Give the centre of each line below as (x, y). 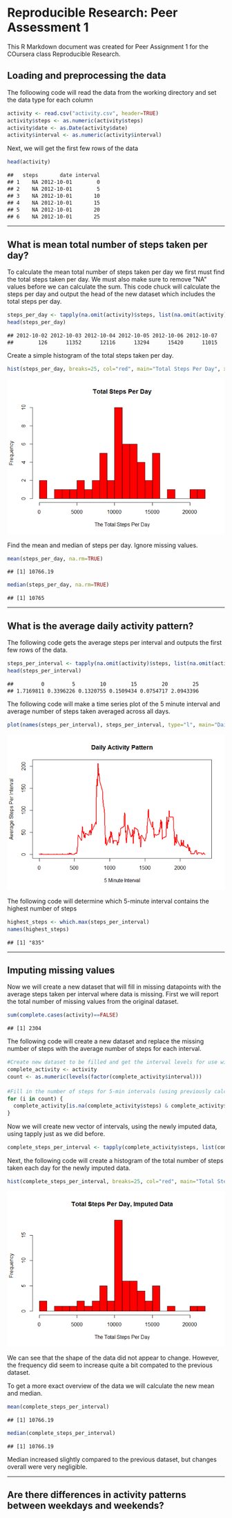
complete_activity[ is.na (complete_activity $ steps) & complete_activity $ (120, 1106)
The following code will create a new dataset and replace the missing (106, 1041)
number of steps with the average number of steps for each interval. (104, 1049)
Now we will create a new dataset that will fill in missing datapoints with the (114, 987)
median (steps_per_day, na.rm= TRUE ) (58, 585)
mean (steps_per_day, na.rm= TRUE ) (55, 558)
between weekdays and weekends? (86, 1506)
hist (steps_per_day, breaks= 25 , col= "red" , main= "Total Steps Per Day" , (114, 369)
